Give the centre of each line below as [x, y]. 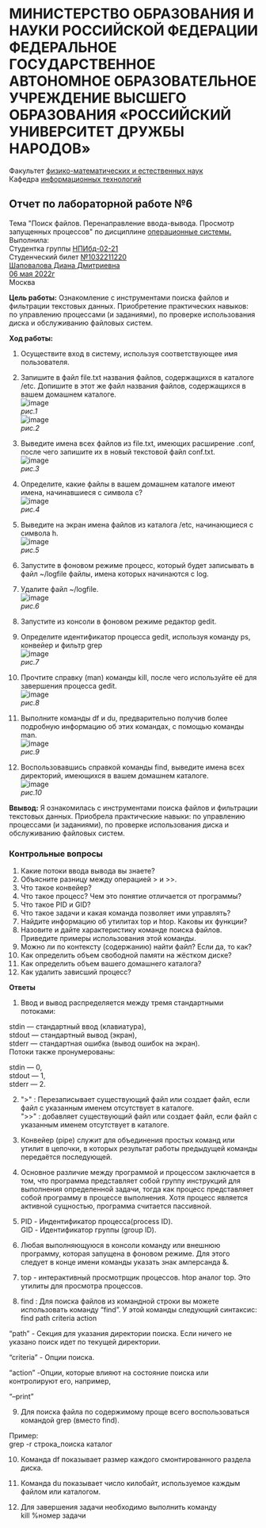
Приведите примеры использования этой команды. [108, 939]
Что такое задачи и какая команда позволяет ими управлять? [125, 913]
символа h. [39, 533]
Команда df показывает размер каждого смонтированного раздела [136, 1460]
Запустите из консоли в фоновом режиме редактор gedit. [118, 621]
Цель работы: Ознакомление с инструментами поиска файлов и [119, 298]
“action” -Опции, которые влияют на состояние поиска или [109, 1373]
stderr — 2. [27, 1085]
